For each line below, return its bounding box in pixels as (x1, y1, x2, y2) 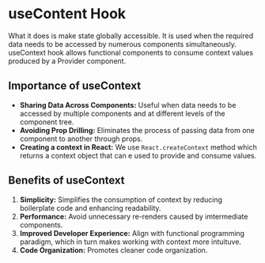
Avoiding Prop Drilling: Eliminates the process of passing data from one (19, 125, 256, 135)
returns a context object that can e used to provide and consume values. (19, 151, 257, 160)
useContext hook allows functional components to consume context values (8, 48, 254, 57)
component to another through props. (19, 134, 143, 143)
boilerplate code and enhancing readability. (19, 203, 161, 212)
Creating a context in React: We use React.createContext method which (19, 142, 257, 151)
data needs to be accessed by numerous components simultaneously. (8, 39, 237, 48)
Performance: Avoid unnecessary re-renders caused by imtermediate (19, 212, 248, 221)
